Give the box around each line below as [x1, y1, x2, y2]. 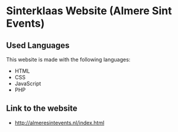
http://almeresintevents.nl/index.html [14, 119, 105, 126]
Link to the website [6, 104, 78, 114]
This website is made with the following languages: [6, 56, 131, 63]
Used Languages [6, 40, 70, 50]
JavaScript [14, 80, 41, 87]
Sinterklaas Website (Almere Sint [6, 4, 172, 18]
